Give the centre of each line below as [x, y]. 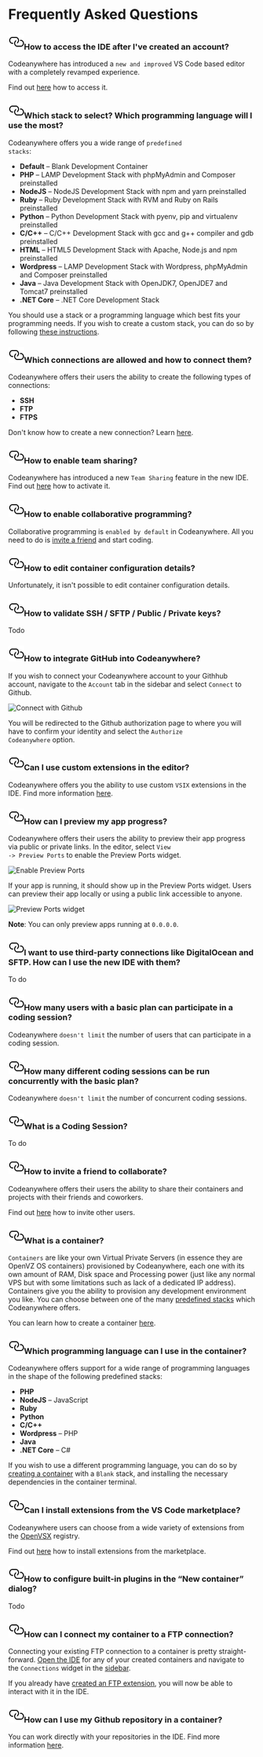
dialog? [23, 1589]
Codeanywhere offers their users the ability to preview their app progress [127, 839]
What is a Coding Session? [76, 1126]
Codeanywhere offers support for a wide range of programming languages [129, 1368]
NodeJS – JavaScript [54, 1400]
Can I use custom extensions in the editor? [107, 767]
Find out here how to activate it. [59, 486]
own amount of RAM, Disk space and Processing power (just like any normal [131, 1274]
